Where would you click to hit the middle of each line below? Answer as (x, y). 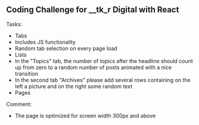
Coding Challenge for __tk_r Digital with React (93, 10)
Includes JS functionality (45, 42)
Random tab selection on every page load (66, 48)
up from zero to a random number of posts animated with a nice (93, 67)
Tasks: (14, 24)
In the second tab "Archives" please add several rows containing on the (102, 80)
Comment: (19, 104)
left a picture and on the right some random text (74, 86)
